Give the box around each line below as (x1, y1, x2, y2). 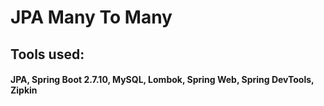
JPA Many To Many (10, 6, 173, 29)
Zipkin (10, 84, 38, 96)
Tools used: (10, 46, 85, 63)
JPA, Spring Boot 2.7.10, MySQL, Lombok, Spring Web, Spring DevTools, (10, 74, 315, 86)
